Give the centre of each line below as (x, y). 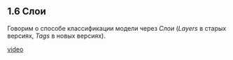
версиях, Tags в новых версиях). (57, 36)
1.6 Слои (27, 12)
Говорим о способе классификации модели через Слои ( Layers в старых (117, 28)
